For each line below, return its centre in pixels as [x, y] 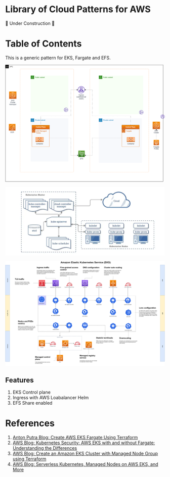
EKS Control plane [31, 392]
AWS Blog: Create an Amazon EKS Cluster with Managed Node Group [85, 454]
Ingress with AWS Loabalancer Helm [51, 398]
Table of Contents [44, 44]
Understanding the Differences [45, 448]
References [30, 423]
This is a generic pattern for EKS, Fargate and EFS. [58, 58]
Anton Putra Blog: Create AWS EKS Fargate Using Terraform [75, 438]
